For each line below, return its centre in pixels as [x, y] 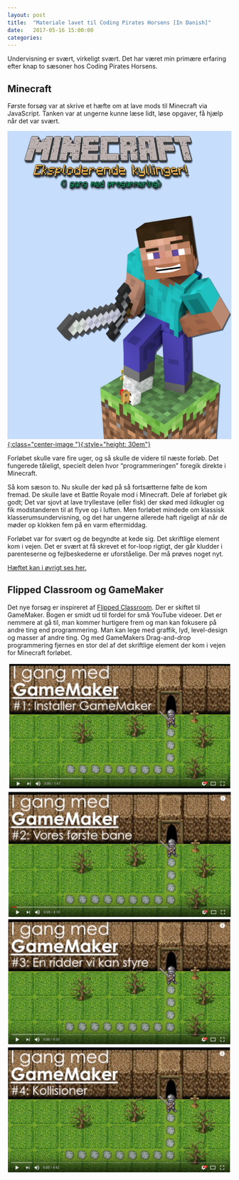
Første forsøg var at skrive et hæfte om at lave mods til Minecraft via [107, 106]
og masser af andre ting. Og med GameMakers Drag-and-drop [99, 637]
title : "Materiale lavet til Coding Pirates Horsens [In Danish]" [110, 22]
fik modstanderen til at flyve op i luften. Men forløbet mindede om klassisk [116, 509]
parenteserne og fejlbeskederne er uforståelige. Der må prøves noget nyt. [116, 554]
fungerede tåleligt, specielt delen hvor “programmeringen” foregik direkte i [117, 465]
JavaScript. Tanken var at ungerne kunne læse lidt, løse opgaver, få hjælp [115, 113]
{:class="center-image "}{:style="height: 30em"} [79, 444]
